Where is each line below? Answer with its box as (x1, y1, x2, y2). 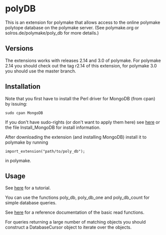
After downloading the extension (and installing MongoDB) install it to (5, 134, 147, 140)
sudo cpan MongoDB (5, 110, 43, 116)
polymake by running (5, 139, 49, 145)
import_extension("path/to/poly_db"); (5, 149, 85, 154)
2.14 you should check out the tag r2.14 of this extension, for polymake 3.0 (5, 62, 157, 68)
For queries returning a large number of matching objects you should (5, 219, 146, 225)
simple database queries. (5, 200, 57, 206)
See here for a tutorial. (5, 185, 51, 191)
